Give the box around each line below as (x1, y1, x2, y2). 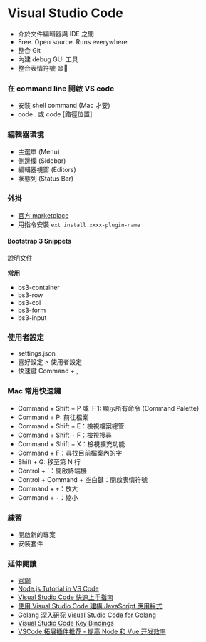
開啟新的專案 (17, 530, 56, 538)
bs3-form (17, 306, 46, 315)
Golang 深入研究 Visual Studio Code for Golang (17, 611, 157, 619)
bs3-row (17, 291, 43, 299)
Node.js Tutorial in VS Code (17, 584, 99, 593)
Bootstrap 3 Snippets (7, 237, 72, 246)
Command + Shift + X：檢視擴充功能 (17, 439, 125, 448)
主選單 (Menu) (17, 147, 61, 156)
